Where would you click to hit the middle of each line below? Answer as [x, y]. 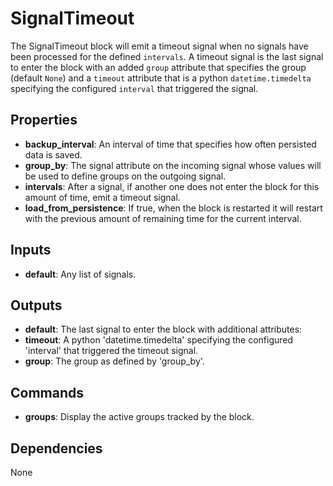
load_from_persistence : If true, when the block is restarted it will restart [173, 208]
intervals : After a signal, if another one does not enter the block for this [172, 186]
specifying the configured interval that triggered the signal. [134, 88]
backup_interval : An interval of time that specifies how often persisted [170, 144]
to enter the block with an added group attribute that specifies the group [158, 67]
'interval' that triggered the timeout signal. [111, 351]
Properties [44, 120]
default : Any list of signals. [80, 274]
